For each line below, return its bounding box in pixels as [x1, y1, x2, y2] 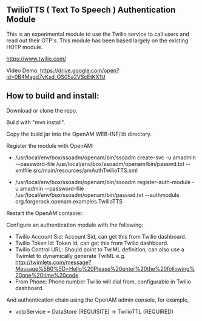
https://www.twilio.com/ [6, 55, 67, 62]
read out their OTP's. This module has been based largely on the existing [6, 36, 189, 44]
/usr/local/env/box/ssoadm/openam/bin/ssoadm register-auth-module [15, 178, 191, 185]
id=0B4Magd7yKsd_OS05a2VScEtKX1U [6, 73, 106, 81]
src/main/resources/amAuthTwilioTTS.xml [33, 167, 138, 174]
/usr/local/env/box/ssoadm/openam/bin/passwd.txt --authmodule [15, 191, 180, 199]
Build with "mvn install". [6, 118, 66, 126]
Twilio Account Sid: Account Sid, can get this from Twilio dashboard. [15, 233, 187, 240]
